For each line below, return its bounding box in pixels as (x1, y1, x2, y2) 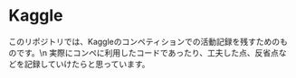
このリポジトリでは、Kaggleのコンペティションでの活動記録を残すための (8, 36, 281, 47)
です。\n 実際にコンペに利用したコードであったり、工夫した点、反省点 (15, 47, 280, 58)
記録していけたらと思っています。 (24, 58, 150, 69)
